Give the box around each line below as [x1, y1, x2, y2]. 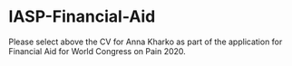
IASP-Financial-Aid [8, 6, 156, 27]
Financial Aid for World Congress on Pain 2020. [8, 45, 187, 56]
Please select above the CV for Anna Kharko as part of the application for [8, 36, 283, 47]
